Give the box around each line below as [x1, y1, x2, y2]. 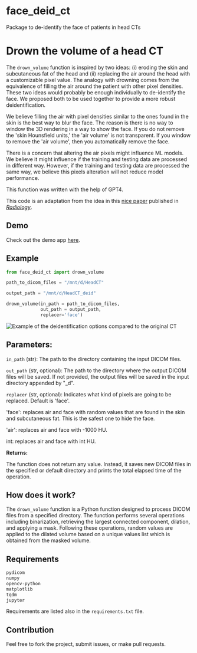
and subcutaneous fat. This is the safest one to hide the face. [6, 415, 155, 422]
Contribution [6, 625, 54, 635]
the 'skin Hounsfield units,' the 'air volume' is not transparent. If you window [6, 132, 191, 139]
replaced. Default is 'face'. [6, 397, 70, 404]
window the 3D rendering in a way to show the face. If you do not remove [6, 125, 185, 132]
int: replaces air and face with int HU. [6, 438, 96, 445]
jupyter [6, 597, 25, 603]
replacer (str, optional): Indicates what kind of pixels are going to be [6, 391, 172, 398]
